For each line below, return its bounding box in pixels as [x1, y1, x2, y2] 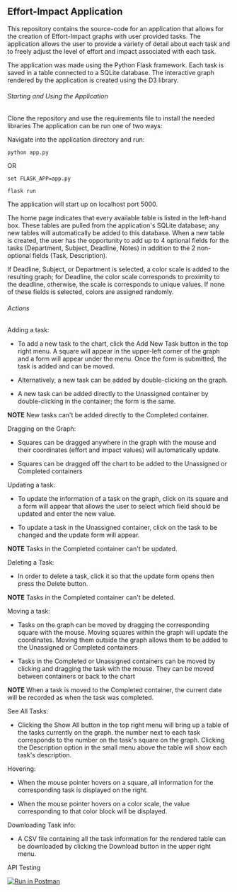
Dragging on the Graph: [7, 424, 76, 433]
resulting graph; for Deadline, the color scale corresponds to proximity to [7, 273, 220, 281]
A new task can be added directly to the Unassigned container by [17, 390, 209, 398]
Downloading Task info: [7, 821, 76, 830]
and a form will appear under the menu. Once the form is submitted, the [17, 354, 227, 363]
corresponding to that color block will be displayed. [17, 807, 168, 815]
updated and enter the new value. [17, 509, 117, 518]
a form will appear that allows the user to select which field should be [17, 502, 221, 511]
